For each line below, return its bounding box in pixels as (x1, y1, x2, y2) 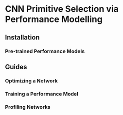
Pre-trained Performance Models (5, 48, 85, 55)
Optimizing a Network (5, 77, 58, 84)
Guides (5, 62, 28, 71)
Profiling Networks (5, 103, 51, 110)
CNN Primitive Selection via (5, 3, 119, 15)
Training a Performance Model (5, 90, 79, 97)
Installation (5, 33, 40, 41)
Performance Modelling (5, 14, 103, 25)
